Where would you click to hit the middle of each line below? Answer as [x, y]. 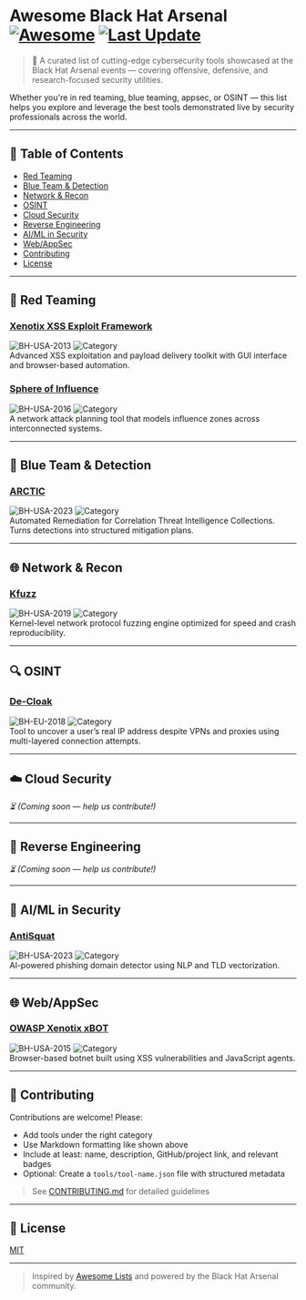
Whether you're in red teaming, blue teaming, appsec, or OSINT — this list [148, 97]
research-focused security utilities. [97, 79]
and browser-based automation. [70, 365]
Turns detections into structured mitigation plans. [102, 530]
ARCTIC [27, 491]
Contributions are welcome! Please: [76, 1117]
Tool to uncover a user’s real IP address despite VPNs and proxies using [144, 731]
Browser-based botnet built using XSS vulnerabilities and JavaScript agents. [153, 1058]
